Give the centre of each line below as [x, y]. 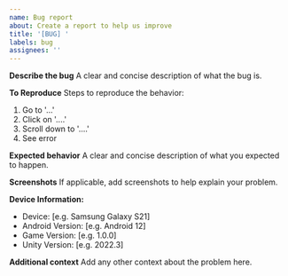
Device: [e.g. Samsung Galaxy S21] [86, 217]
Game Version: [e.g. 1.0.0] [69, 235]
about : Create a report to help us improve [91, 26]
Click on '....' [44, 120]
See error [39, 138]
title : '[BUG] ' [39, 34]
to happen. [29, 165]
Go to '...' [38, 110]
